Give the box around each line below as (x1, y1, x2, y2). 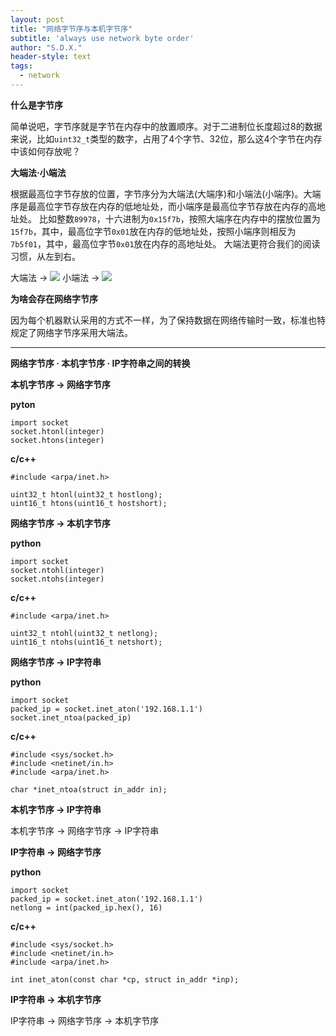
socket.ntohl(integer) (10, 565, 105, 575)
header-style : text (10, 52, 92, 62)
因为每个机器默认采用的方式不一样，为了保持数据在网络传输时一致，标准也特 (10, 314, 326, 326)
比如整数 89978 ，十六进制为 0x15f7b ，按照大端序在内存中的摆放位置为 (38, 212, 321, 225)
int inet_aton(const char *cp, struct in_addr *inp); (10, 974, 240, 985)
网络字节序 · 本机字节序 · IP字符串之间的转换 (10, 357, 191, 369)
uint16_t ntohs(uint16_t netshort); (10, 637, 163, 647)
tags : (10, 61, 33, 71)
